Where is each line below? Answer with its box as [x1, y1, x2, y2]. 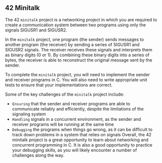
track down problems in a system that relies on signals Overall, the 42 [12, 131, 152, 137]
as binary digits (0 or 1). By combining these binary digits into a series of [5, 52, 149, 58]
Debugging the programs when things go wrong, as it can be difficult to [12, 126, 153, 132]
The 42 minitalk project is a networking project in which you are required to [5, 16, 158, 22]
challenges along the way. [12, 152, 65, 158]
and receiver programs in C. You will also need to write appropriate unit [5, 77, 147, 82]
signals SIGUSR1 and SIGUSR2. [5, 27, 67, 33]
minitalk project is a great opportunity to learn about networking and [12, 137, 149, 143]
